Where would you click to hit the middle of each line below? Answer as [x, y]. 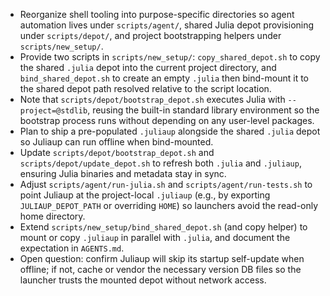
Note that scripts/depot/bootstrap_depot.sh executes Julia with [152, 99]
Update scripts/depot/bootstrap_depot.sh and [117, 152]
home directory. [52, 216]
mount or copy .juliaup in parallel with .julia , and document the [155, 237]
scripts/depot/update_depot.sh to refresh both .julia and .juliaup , [160, 163]
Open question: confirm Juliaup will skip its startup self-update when [162, 258]
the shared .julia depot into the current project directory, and [148, 67]
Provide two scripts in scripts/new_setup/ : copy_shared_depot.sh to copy [170, 57]
